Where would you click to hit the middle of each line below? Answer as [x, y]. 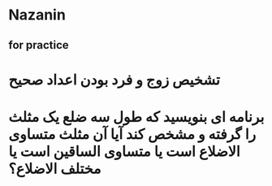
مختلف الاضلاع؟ [55, 169]
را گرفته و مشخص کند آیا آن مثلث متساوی [132, 134]
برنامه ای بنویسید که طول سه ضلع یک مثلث [136, 117]
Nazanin [37, 15]
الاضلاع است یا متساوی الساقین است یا [125, 151]
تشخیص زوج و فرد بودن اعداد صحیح [114, 80]
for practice [39, 45]
